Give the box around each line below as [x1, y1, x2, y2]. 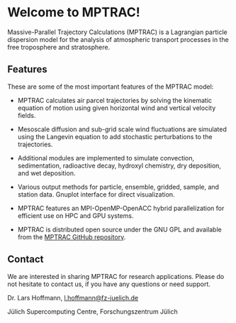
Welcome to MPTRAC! [7, 4, 140, 21]
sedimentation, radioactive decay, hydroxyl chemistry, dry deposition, [17, 161, 222, 170]
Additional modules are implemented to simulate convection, [17, 153, 195, 162]
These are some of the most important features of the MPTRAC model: [7, 82, 214, 91]
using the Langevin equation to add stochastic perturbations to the [17, 132, 213, 141]
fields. [17, 111, 36, 119]
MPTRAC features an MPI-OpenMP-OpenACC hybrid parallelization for [17, 204, 225, 212]
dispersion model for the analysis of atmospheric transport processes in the [7, 35, 229, 43]
